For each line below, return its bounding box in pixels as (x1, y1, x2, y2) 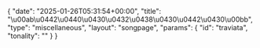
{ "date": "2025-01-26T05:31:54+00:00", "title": (7, 7, 162, 15)
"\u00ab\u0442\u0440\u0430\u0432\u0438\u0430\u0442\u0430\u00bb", (7, 15, 253, 24)
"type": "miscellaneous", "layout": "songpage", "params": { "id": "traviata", (7, 23, 248, 32)
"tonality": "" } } (7, 31, 58, 40)
